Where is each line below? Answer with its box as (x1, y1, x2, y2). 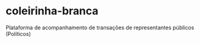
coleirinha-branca (5, 4, 99, 18)
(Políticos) (5, 30, 32, 37)
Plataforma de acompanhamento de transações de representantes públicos (5, 24, 195, 31)
